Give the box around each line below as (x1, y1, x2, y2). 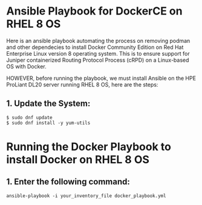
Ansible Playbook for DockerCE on (6, 4, 183, 18)
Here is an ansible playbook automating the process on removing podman (6, 37, 191, 44)
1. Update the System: (6, 99, 91, 109)
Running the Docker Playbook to (6, 140, 171, 154)
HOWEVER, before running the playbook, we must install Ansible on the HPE (6, 74, 197, 82)
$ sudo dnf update (6, 114, 53, 120)
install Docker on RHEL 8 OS (6, 152, 150, 166)
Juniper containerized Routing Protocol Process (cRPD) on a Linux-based (6, 56, 189, 63)
